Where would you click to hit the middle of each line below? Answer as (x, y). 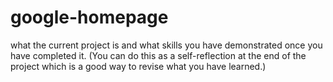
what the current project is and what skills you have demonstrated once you (166, 45)
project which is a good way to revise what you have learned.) (138, 66)
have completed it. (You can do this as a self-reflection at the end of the (158, 55)
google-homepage (89, 17)
